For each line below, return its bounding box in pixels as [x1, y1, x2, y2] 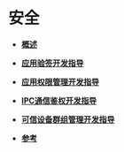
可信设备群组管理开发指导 [20, 114, 115, 125]
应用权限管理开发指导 [20, 76, 99, 87]
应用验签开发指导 [20, 57, 84, 68]
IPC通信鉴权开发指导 [20, 95, 97, 106]
